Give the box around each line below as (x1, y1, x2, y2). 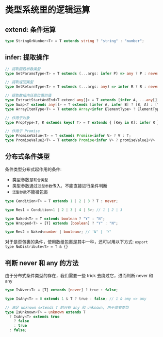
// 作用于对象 (5, 115, 30, 120)
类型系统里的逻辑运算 (5, 4, 91, 16)
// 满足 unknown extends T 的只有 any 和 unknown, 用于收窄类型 (5, 305, 129, 310)
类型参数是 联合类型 (12, 176, 49, 183)
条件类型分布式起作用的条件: (5, 166, 62, 172)
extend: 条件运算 (5, 25, 56, 34)
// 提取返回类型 (5, 80, 33, 85)
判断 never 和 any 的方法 (5, 259, 79, 267)
